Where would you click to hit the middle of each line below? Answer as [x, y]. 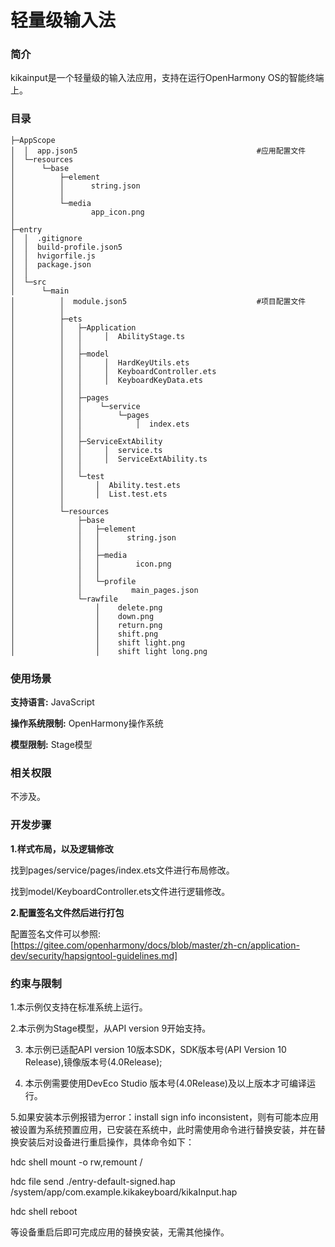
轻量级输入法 [63, 20]
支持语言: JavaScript [52, 702]
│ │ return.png [86, 625]
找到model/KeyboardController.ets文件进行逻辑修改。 [120, 891]
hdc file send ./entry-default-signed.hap [93, 1181]
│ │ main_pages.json [104, 590]
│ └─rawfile [64, 599]
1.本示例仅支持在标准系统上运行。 [79, 1007]
